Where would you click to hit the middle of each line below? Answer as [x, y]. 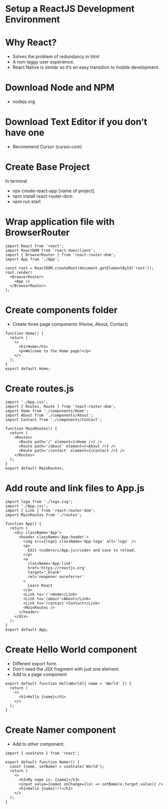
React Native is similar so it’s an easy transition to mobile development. [86, 67]
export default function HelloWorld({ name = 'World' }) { [68, 683]
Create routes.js [40, 388]
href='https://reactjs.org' [57, 568]
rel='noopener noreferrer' [56, 576]
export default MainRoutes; [35, 468]
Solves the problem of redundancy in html [56, 56]
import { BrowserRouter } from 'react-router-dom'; [60, 255]
